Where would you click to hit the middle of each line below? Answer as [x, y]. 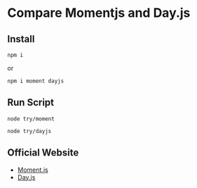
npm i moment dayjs [36, 81]
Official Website [43, 153]
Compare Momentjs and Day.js [99, 13]
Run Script [31, 102]
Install [21, 39]
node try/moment [31, 119]
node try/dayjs [29, 131]
